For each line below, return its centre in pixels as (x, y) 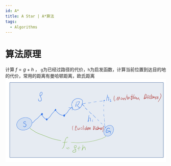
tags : (11, 21)
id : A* (12, 11)
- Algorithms (24, 27)
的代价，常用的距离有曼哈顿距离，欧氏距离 (50, 76)
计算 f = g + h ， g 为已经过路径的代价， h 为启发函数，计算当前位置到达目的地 (86, 69)
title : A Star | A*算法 (30, 16)
